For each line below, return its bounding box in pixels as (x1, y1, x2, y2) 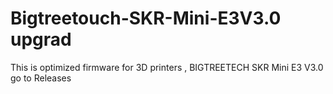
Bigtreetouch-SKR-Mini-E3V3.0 (10, 7, 282, 30)
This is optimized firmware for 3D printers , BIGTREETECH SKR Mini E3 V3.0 (10, 61, 324, 73)
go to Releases (10, 72, 72, 84)
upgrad (10, 28, 72, 51)
